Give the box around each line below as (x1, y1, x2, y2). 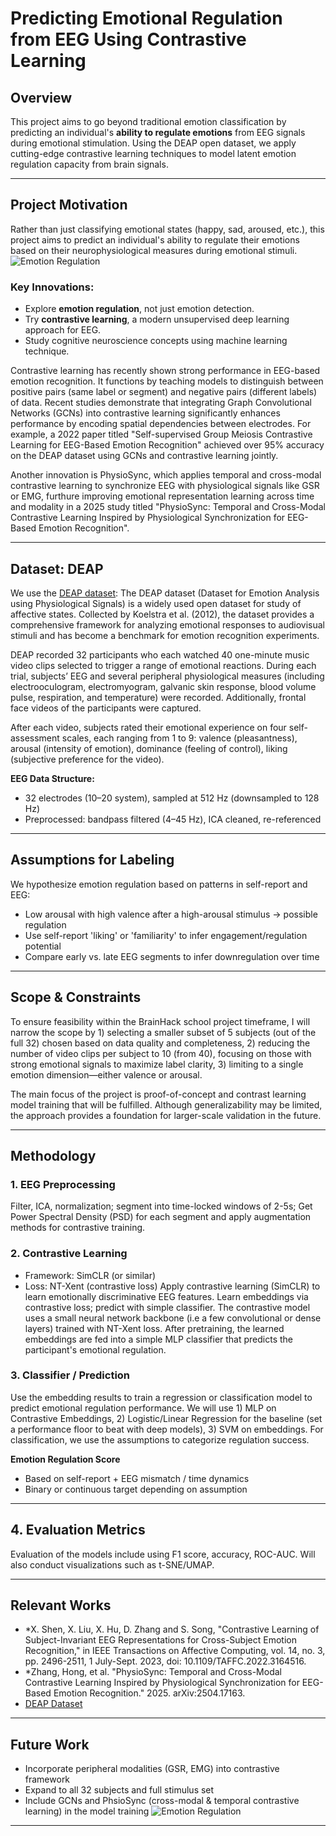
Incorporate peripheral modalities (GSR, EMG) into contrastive (24, 1763, 280, 1775)
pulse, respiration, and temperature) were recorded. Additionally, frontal (10, 691, 307, 703)
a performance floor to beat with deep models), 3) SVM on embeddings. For (10, 1423, 324, 1435)
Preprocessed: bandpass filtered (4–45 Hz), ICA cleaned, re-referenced (24, 813, 322, 825)
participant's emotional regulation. (24, 1343, 167, 1356)
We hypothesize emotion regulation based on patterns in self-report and (10, 878, 308, 890)
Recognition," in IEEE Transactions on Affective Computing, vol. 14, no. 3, (24, 1645, 326, 1657)
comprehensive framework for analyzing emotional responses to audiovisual (10, 618, 325, 631)
